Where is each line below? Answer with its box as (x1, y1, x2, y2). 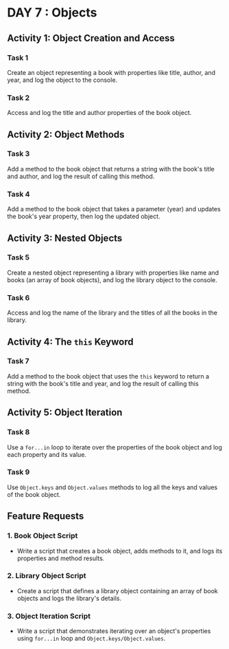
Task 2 (7, 93, 30, 103)
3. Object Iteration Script (7, 611, 91, 621)
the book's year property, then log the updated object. (7, 212, 160, 221)
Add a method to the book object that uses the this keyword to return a (7, 372, 210, 380)
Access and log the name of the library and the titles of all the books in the (7, 308, 218, 317)
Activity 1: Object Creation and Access (7, 32, 175, 44)
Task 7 (7, 357, 29, 366)
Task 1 (7, 53, 29, 63)
